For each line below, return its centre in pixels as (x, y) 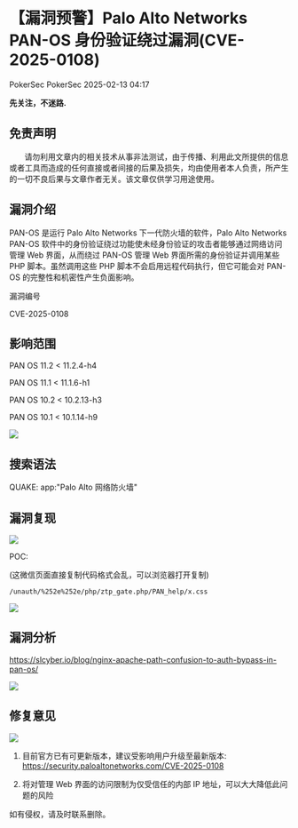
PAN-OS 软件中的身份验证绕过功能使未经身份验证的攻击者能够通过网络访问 (146, 243)
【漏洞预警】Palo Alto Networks (129, 18)
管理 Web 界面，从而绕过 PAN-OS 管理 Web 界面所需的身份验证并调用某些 (145, 255)
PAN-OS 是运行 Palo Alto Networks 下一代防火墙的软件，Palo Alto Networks (148, 233)
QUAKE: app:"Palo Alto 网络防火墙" (73, 487)
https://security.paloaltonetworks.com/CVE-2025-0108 (123, 766)
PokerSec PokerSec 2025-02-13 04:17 (79, 84)
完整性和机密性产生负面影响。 (84, 277)
